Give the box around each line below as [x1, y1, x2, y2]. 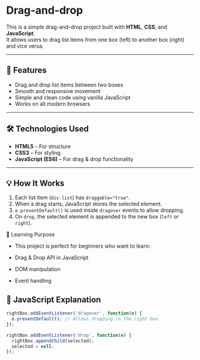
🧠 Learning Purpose [6, 231, 55, 238]
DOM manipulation [14, 266, 61, 273]
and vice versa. [6, 42, 44, 50]
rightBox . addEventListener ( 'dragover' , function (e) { [6, 310, 143, 316]
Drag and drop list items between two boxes [14, 81, 124, 88]
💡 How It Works [6, 178, 65, 188]
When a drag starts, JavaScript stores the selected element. [14, 201, 162, 208]
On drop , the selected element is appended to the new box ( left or [14, 213, 179, 220]
